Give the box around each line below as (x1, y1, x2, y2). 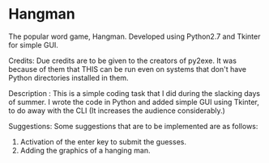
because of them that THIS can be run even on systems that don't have (8, 64, 247, 73)
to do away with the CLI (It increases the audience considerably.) (8, 106, 225, 115)
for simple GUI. (8, 40, 59, 49)
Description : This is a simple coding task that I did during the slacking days (8, 88, 261, 98)
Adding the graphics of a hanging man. (19, 145, 151, 155)
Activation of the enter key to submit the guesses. (19, 136, 186, 146)
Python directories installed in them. (8, 73, 129, 82)
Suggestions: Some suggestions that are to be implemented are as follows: (8, 121, 258, 131)
